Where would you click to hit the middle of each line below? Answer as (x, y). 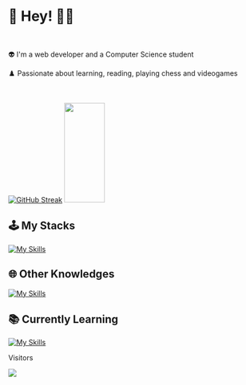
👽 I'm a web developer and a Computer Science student (101, 54)
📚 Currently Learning (63, 319)
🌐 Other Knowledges (61, 274)
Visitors (21, 358)
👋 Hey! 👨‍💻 (41, 16)
